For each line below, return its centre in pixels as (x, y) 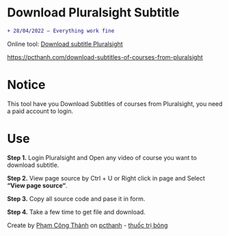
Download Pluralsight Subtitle (93, 13)
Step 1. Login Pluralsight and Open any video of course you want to (102, 157)
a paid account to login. (40, 111)
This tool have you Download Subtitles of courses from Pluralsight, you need (115, 103)
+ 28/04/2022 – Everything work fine (61, 31)
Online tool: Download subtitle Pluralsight (65, 44)
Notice (26, 85)
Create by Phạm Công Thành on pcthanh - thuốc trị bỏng (87, 225)
